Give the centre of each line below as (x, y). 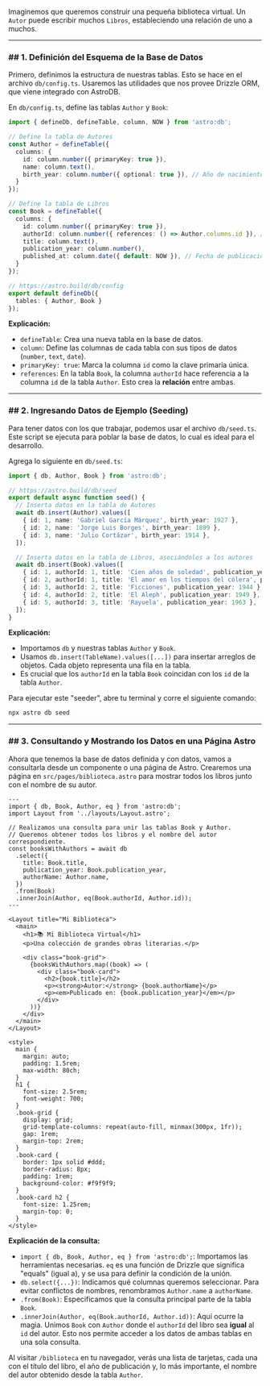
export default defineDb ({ (53, 293)
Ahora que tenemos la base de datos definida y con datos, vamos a (120, 759)
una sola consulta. (50, 1342)
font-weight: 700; (53, 1099)
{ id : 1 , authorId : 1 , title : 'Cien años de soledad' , (117, 572)
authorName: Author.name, (66, 877)
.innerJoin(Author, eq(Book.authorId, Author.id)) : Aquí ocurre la (131, 1316)
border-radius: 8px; (57, 1169)
